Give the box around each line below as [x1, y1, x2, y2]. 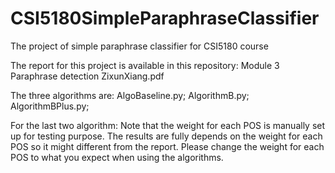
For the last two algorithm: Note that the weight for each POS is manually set [10, 119, 326, 131]
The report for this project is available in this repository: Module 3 [10, 59, 280, 71]
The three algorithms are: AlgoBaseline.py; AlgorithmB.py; [10, 89, 250, 101]
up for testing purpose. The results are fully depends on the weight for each [10, 130, 323, 142]
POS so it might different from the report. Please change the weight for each [10, 140, 325, 152]
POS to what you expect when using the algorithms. [10, 151, 224, 163]
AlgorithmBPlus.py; [10, 100, 90, 112]
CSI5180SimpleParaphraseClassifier [10, 7, 320, 30]
